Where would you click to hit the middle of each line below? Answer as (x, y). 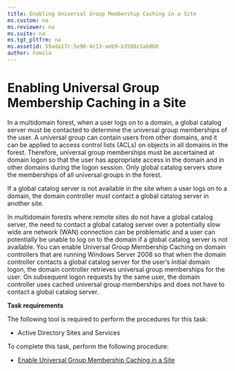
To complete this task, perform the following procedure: (88, 346)
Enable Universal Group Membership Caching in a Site (96, 360)
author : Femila (30, 54)
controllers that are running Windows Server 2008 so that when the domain (117, 254)
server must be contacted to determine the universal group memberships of (117, 130)
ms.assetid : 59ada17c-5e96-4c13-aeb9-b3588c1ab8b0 (83, 46)
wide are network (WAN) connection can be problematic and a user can (112, 232)
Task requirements (36, 305)
